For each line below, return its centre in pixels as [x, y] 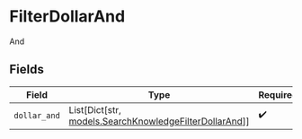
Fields [27, 69]
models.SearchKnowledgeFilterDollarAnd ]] [159, 121]
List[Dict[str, [95, 109]
